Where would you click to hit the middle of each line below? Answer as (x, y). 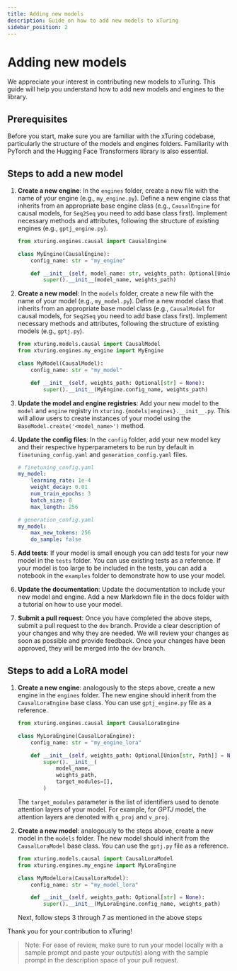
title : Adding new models (45, 14)
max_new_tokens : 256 (61, 533)
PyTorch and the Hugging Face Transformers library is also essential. (108, 151)
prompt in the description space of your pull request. (102, 960)
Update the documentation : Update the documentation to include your (121, 590)
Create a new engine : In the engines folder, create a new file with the (118, 190)
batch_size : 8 (51, 500)
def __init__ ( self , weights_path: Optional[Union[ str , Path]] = (127, 756)
